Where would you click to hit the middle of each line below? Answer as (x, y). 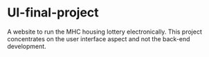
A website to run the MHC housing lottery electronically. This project (104, 32)
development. (27, 46)
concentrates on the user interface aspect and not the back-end (99, 38)
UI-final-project (53, 13)
